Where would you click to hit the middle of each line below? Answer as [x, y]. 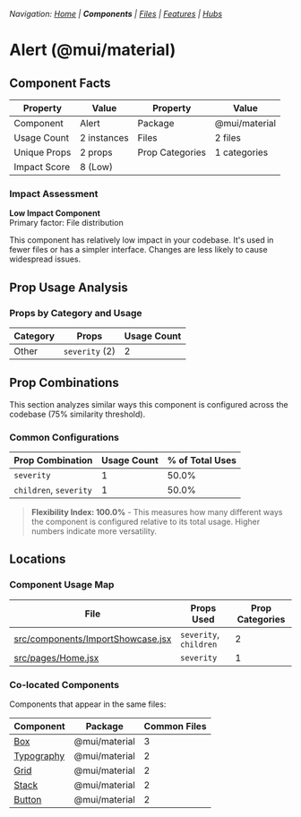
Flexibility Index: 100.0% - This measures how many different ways [157, 512]
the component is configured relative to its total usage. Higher [146, 522]
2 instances [104, 138]
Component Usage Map [62, 585]
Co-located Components [64, 684]
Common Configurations [64, 437]
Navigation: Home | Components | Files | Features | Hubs [116, 14]
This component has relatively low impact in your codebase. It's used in [142, 240]
